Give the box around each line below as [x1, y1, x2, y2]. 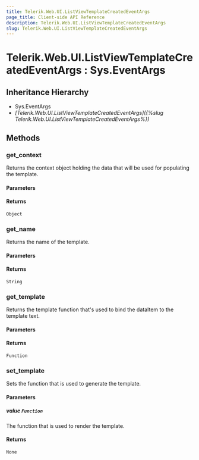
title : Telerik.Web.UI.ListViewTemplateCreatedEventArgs [6, 8, 150, 15]
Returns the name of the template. [6, 239, 90, 246]
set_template [6, 367, 45, 375]
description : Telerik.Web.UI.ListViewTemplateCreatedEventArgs [6, 20, 166, 26]
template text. [6, 312, 40, 320]
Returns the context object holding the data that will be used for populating [6, 164, 190, 171]
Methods [6, 133, 40, 143]
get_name [6, 224, 36, 233]
